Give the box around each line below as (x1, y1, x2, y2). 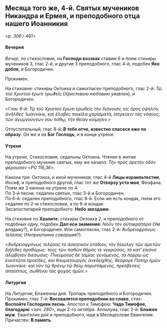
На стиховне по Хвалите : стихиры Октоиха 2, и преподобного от (5, 216, 144, 222)
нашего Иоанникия (5, 19, 68, 28)
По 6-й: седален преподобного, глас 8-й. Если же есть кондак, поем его (5, 195, 161, 201)
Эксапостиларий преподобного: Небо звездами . (5, 206, 110, 212)
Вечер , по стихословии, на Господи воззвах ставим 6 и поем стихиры (5, 55, 156, 61)
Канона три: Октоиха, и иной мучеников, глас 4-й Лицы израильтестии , (5, 174, 161, 180)
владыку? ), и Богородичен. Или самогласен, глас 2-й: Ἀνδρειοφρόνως (5, 226, 156, 232)
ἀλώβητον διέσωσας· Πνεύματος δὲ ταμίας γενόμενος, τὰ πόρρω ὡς (5, 252, 149, 258)
